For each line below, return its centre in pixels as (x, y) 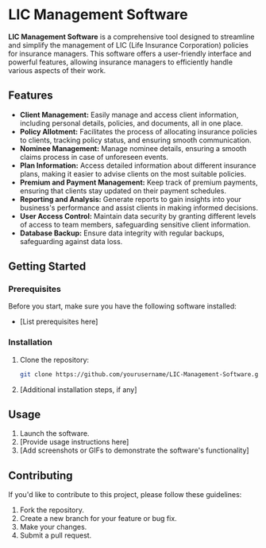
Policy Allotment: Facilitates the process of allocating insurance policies (139, 131)
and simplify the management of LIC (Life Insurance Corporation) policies (128, 45)
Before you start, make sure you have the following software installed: (122, 306)
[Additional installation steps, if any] (78, 389)
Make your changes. (53, 527)
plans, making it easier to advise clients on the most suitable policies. (133, 173)
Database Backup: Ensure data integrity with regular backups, (122, 233)
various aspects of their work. (57, 70)
